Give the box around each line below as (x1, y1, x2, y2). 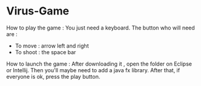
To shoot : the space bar (15, 48, 76, 55)
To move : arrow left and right (15, 42, 89, 49)
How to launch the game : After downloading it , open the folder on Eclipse (6, 60, 193, 67)
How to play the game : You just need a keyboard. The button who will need (6, 24, 195, 31)
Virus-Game (6, 4, 70, 18)
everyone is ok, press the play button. (6, 73, 100, 80)
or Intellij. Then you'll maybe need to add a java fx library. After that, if (6, 66, 180, 73)
